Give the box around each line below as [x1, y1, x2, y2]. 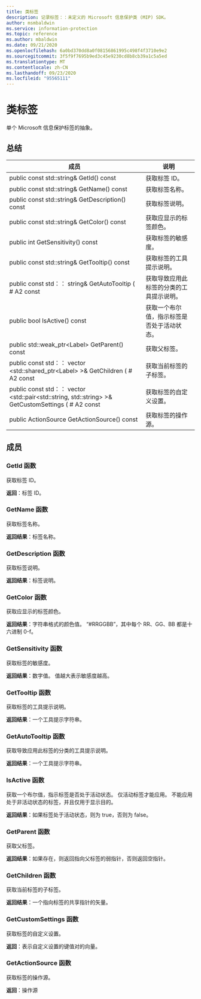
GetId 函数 [6, 462, 36, 470]
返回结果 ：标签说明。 [6, 577, 59, 584]
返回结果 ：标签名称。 [6, 533, 59, 540]
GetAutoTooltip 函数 [6, 732, 65, 741]
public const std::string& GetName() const [9, 185, 127, 193]
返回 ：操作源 [6, 986, 38, 994]
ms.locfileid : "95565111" [6, 75, 71, 81]
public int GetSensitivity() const [9, 237, 98, 246]
